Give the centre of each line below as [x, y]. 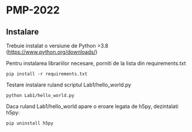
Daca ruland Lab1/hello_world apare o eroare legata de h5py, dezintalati [92, 106]
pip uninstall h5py [30, 123]
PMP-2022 [33, 10]
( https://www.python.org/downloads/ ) [52, 52]
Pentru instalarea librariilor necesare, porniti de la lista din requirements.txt [96, 63]
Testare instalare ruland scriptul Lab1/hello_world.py [69, 85]
